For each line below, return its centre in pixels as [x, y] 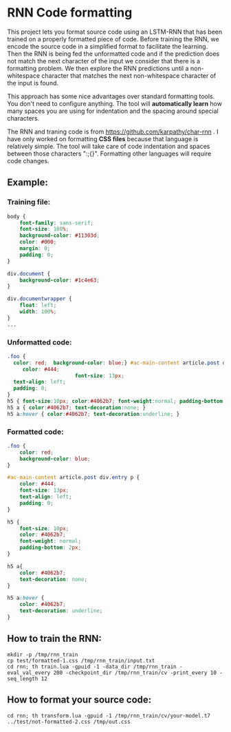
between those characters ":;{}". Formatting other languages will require [109, 154]
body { [16, 216]
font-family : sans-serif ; [57, 223]
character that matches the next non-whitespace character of [129, 75]
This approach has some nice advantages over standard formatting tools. [111, 96]
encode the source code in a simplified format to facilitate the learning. [108, 46]
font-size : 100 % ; [44, 229]
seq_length [23, 679]
